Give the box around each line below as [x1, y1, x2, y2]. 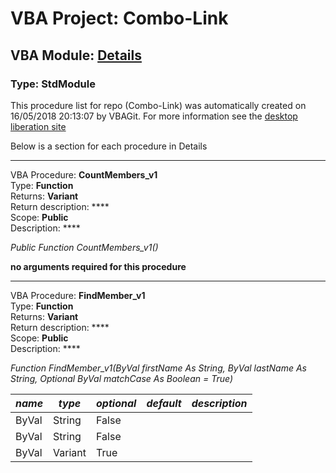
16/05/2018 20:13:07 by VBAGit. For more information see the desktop [10, 110, 298, 122]
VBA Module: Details [10, 47, 142, 64]
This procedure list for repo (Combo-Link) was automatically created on [10, 99, 307, 111]
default [146, 396, 182, 410]
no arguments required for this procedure [10, 260, 187, 272]
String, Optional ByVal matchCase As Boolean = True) [10, 372, 233, 384]
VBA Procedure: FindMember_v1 [10, 289, 146, 301]
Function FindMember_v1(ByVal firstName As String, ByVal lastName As [10, 362, 307, 374]
